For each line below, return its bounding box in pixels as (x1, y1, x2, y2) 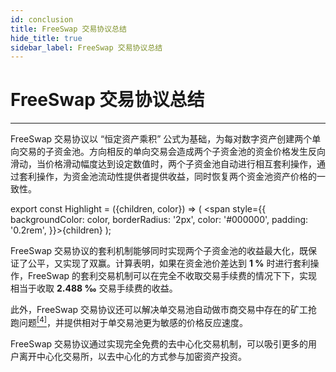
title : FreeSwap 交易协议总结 (10, 24, 127, 34)
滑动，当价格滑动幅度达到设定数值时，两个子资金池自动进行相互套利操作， (10, 158, 317, 170)
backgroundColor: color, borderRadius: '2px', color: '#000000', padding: (10, 214, 309, 226)
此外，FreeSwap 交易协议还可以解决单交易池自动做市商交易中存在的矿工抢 (10, 304, 318, 316)
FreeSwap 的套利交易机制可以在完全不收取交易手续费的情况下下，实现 (27, 270, 318, 282)
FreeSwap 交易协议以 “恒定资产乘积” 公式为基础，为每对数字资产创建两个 (10, 133, 313, 145)
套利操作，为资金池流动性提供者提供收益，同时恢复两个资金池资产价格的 (18, 171, 317, 183)
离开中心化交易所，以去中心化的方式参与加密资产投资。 (18, 350, 247, 362)
